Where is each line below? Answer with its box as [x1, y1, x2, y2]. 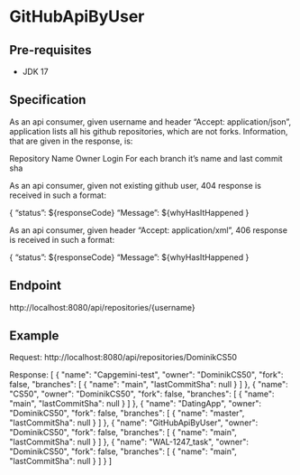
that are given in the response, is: [9, 135, 133, 146]
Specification [9, 92, 86, 107]
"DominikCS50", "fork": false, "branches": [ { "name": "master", [9, 408, 245, 419]
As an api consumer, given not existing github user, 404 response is [9, 180, 261, 191]
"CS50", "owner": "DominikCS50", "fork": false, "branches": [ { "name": [9, 388, 275, 399]
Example [9, 328, 59, 344]
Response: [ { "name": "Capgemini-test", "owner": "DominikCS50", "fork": [9, 369, 284, 380]
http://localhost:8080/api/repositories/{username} [9, 302, 195, 312]
